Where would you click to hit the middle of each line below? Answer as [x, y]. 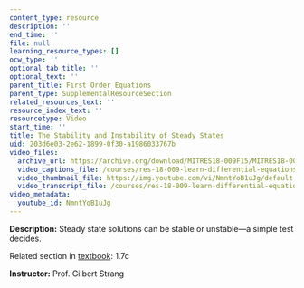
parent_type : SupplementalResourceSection [90, 93]
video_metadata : [40, 195]
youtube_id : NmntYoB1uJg [64, 203]
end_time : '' [34, 34]
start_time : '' [38, 128]
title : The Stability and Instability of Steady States [117, 136]
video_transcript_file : [62, 187]
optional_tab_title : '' [54, 69]
